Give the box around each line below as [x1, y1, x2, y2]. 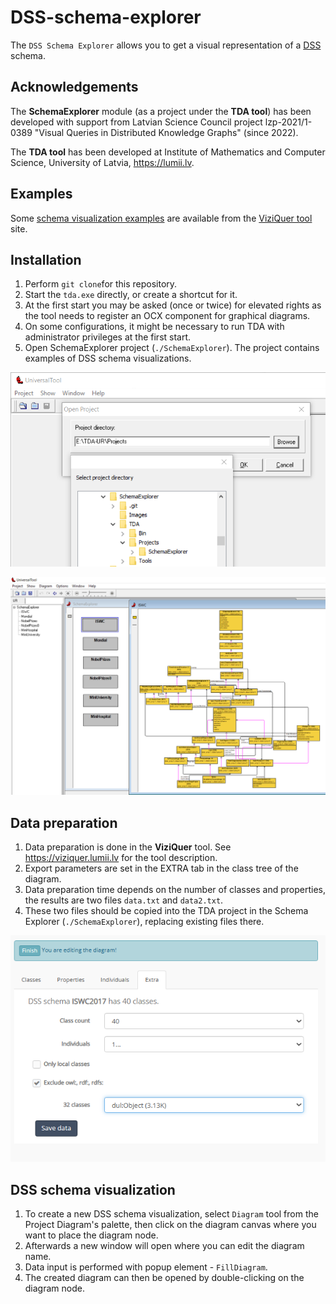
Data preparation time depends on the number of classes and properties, [24, 884, 327, 896]
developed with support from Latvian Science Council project [10, 116, 263, 128]
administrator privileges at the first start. [24, 331, 192, 343]
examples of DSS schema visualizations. [24, 352, 192, 365]
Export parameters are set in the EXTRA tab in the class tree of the [24, 862, 299, 875]
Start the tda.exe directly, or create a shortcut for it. [24, 289, 238, 301]
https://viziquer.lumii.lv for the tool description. [24, 852, 218, 864]
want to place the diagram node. [24, 1229, 159, 1241]
